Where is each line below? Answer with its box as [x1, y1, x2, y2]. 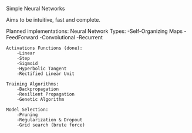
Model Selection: [6, 107, 49, 112]
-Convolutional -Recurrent [39, 34, 103, 40]
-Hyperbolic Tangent [16, 66, 67, 71]
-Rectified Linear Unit [16, 71, 75, 77]
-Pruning [16, 112, 38, 118]
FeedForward [6, 34, 39, 40]
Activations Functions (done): [6, 45, 83, 51]
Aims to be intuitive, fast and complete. [6, 16, 101, 23]
